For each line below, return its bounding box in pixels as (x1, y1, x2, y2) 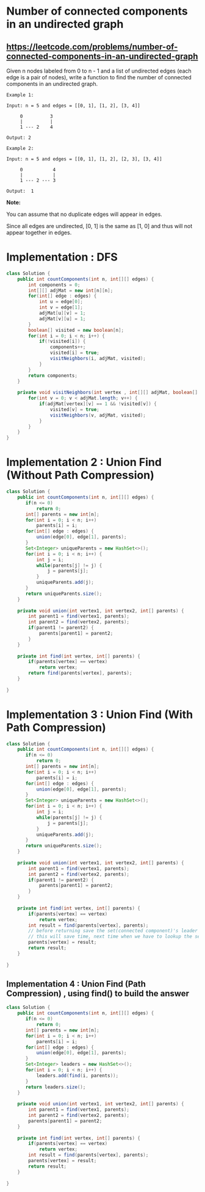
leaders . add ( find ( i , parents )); (36, 1072, 119, 1079)
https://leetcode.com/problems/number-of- (6, 41, 178, 52)
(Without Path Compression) (6, 469, 154, 483)
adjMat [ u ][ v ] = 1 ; (38, 310, 86, 317)
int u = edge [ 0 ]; (38, 299, 84, 305)
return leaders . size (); (25, 1084, 86, 1090)
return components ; (28, 372, 78, 379)
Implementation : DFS (6, 250, 118, 264)
